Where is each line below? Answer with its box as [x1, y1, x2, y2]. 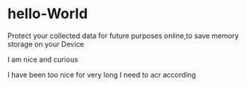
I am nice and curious [7, 55, 79, 64]
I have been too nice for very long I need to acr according [7, 70, 197, 79]
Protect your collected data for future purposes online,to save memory [7, 31, 240, 40]
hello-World [7, 5, 88, 23]
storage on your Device [7, 39, 84, 48]
